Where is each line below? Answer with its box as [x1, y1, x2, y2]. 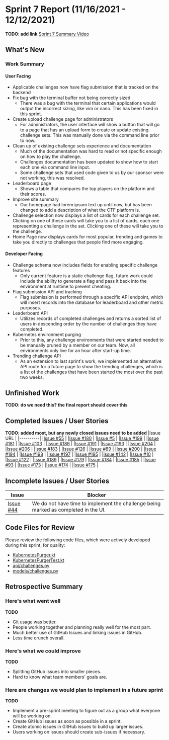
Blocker [87, 491, 107, 499]
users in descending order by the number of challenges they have [20, 320, 157, 326]
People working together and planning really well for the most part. [12, 624, 151, 630]
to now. [20, 137, 36, 144]
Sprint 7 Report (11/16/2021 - [5, 4, 126, 15]
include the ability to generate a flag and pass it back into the [20, 278, 147, 284]
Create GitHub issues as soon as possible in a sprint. [12, 718, 122, 724]
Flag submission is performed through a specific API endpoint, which [20, 294, 163, 300]
